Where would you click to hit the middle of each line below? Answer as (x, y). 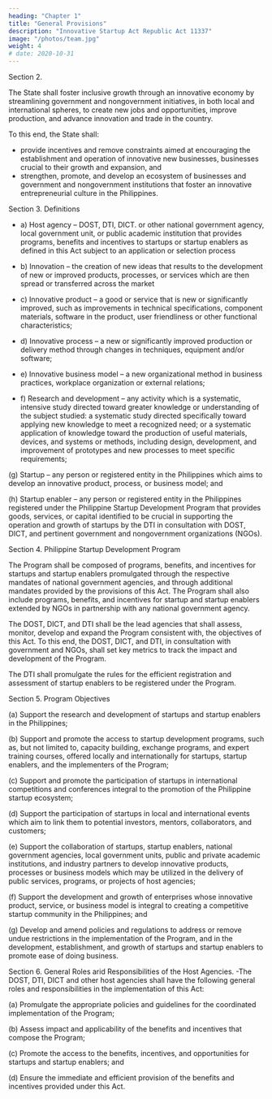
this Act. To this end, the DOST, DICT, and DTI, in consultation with (120, 641)
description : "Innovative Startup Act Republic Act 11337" (110, 31)
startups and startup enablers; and (66, 1062)
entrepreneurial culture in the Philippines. (89, 193)
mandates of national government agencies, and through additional (121, 582)
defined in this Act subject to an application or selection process (128, 250)
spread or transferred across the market (87, 284)
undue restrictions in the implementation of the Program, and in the (121, 938)
